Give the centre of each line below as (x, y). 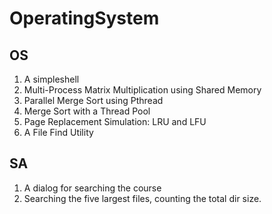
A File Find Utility (58, 132)
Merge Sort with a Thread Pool (87, 111)
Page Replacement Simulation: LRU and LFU (115, 121)
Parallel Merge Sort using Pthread (93, 100)
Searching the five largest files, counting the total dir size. (142, 198)
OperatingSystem (84, 18)
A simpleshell (51, 79)
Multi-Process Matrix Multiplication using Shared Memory (142, 90)
